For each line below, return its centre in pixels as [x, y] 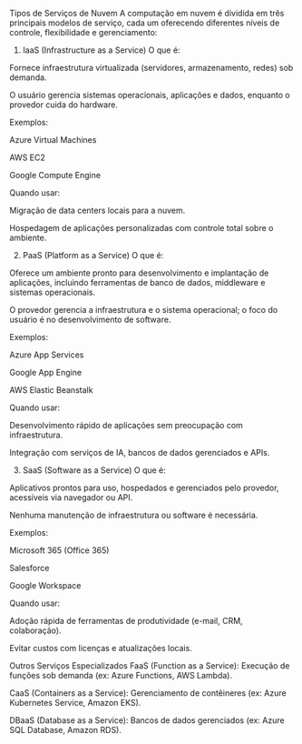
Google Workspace [45, 585]
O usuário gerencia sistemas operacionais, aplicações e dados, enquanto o [150, 95]
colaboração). [35, 630]
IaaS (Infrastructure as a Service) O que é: [101, 50]
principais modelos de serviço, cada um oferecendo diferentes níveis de [145, 23]
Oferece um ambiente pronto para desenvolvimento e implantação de [139, 273]
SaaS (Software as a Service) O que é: [94, 470]
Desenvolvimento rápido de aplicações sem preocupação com [126, 425]
